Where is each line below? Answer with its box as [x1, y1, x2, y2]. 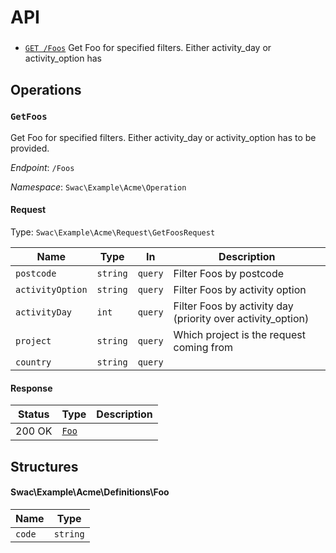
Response [10, 382, 53, 394]
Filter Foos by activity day [173, 299, 294, 313]
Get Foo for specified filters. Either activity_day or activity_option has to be [10, 131, 317, 143]
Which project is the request [173, 328, 306, 341]
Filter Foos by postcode [173, 267, 285, 280]
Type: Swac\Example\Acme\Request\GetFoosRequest [10, 226, 216, 238]
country [15, 357, 52, 368]
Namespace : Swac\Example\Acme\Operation [10, 181, 187, 193]
